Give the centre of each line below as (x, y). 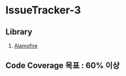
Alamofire (26, 46)
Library (19, 32)
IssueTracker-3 (43, 10)
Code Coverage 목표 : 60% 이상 (63, 66)
